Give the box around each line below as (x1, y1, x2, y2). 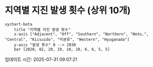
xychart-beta (5, 21, 33, 27)
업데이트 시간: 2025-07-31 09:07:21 (5, 56, 78, 62)
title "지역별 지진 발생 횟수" (14, 27, 71, 32)
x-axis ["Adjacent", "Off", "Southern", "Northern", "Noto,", (14, 31, 149, 37)
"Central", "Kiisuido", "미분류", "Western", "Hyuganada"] (5, 37, 130, 42)
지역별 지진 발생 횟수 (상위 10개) (5, 5, 131, 16)
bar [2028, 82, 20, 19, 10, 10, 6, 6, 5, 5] (14, 47, 110, 52)
